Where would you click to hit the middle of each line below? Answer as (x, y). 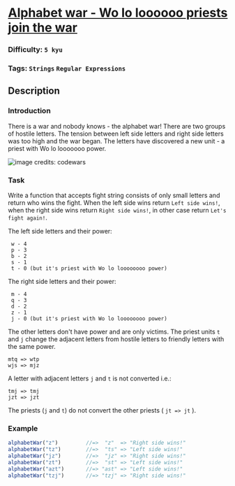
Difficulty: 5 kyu (36, 50)
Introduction (29, 111)
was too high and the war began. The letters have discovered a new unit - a (116, 141)
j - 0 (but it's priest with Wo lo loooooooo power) (89, 319)
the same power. (32, 347)
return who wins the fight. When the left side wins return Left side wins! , (114, 203)
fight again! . (28, 217)
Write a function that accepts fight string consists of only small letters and (114, 195)
